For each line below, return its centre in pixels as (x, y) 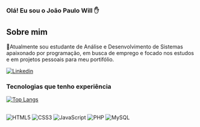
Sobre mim (27, 32)
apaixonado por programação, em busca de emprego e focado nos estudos (100, 53)
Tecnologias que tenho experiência (59, 86)
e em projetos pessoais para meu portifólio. (60, 59)
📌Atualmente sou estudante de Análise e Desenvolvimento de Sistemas (95, 46)
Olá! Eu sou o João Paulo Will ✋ (53, 10)
